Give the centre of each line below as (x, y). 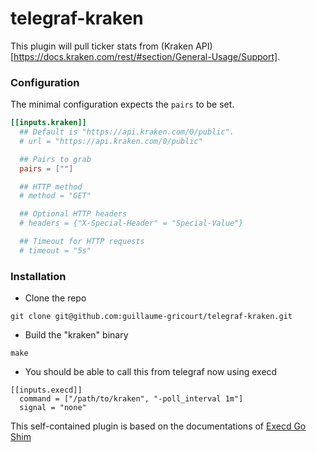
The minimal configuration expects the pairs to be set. (122, 104)
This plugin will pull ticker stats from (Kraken (102, 46)
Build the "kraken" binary (76, 335)
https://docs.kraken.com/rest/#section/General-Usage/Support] (145, 56)
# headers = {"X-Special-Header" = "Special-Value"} (131, 223)
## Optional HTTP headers (73, 214)
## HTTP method (51, 187)
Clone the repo (55, 298)
